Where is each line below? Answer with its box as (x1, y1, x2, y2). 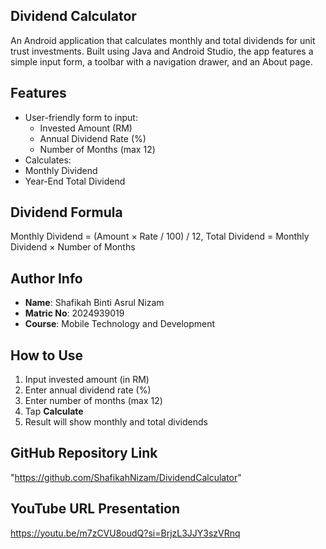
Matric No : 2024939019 (24, 307, 125, 319)
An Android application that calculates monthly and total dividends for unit (10, 34, 316, 46)
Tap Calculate (24, 405, 84, 418)
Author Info (10, 270, 83, 287)
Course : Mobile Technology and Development (24, 318, 216, 330)
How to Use (10, 347, 84, 364)
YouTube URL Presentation (10, 500, 181, 518)
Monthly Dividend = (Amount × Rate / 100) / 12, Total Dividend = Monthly (10, 230, 310, 243)
